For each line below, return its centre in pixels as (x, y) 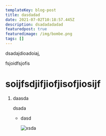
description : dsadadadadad (34, 24)
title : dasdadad (23, 15)
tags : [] (15, 39)
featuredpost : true (26, 29)
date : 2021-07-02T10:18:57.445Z (40, 20)
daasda (21, 98)
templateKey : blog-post (31, 10)
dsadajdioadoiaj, (23, 53)
